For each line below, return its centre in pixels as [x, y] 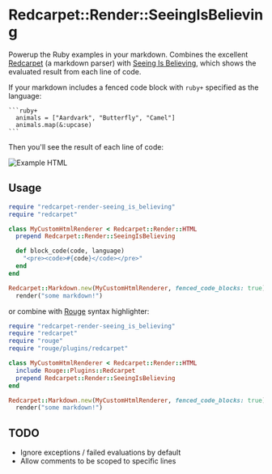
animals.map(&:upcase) [54, 125]
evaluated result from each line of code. [75, 71]
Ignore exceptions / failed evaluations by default [100, 453]
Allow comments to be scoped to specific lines [98, 461]
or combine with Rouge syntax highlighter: [79, 311]
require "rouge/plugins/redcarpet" [68, 349]
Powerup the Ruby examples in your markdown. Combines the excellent [128, 54]
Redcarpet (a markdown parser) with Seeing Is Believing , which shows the [132, 63]
